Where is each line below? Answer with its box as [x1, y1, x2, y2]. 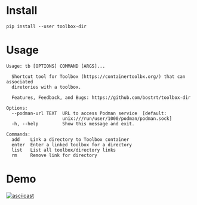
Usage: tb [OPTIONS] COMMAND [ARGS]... [6, 63, 106, 69]
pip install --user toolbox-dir [6, 23, 87, 29]
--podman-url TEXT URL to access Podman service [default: [11, 110, 167, 116]
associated [6, 79, 33, 85]
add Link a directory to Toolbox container [11, 136, 130, 143]
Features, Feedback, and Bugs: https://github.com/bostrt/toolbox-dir [11, 94, 191, 101]
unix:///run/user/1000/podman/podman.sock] [62, 115, 172, 122]
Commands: [6, 131, 31, 137]
